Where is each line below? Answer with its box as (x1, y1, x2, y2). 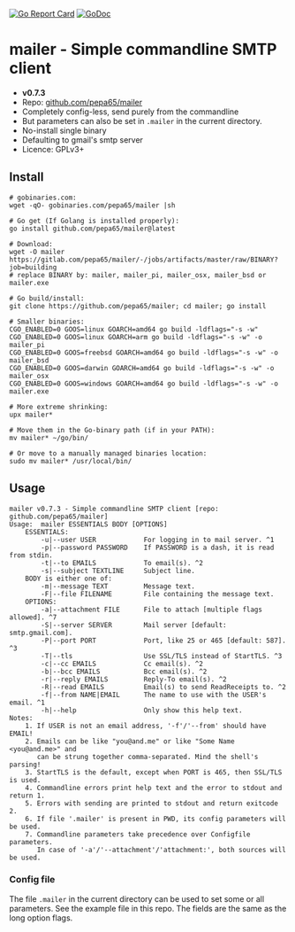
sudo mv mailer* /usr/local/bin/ (9, 456, 132, 465)
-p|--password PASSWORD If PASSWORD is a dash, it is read (41, 543, 275, 552)
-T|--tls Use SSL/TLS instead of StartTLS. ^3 (41, 651, 283, 660)
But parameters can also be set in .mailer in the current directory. (21, 115, 262, 126)
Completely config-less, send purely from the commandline (21, 106, 239, 117)
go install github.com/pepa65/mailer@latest (9, 224, 176, 233)
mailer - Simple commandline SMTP (9, 40, 277, 59)
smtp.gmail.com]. (9, 628, 73, 637)
